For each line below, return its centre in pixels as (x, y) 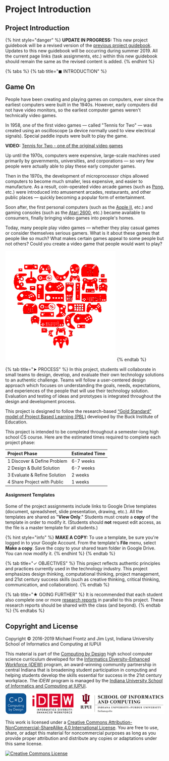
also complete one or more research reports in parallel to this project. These (84, 600)
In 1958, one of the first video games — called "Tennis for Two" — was (79, 125)
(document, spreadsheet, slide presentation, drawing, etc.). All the (74, 512)
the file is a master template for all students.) (52, 528)
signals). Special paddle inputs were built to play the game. (67, 136)
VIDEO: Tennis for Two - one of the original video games (64, 145)
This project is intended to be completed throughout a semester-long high (82, 431)
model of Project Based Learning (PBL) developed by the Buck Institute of (82, 416)
